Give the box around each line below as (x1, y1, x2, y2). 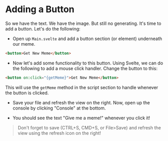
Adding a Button (5, 4, 75, 15)
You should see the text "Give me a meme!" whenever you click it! (12, 115, 150, 121)
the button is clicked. (5, 90, 49, 96)
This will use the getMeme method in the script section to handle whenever (5, 84, 158, 90)
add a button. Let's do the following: (5, 25, 81, 31)
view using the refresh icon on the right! (17, 130, 101, 136)
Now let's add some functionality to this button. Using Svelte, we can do (12, 60, 163, 66)
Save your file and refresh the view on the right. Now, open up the (12, 99, 150, 105)
